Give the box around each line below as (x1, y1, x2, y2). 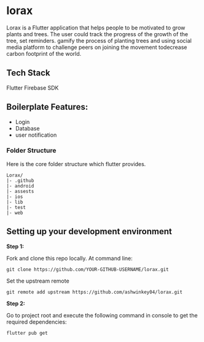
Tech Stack (6, 68, 50, 78)
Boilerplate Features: (6, 102, 88, 112)
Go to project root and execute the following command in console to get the (6, 311, 198, 319)
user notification (15, 131, 57, 139)
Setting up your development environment (6, 226, 172, 237)
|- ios (6, 194, 23, 200)
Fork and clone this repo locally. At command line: (6, 254, 133, 262)
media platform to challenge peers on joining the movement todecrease (6, 44, 187, 51)
